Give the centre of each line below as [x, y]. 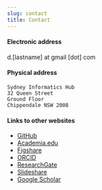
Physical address [32, 73]
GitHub [27, 136]
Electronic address [35, 42]
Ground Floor [26, 99]
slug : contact [27, 13]
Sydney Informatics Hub [41, 87]
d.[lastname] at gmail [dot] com [51, 57]
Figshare [29, 150]
